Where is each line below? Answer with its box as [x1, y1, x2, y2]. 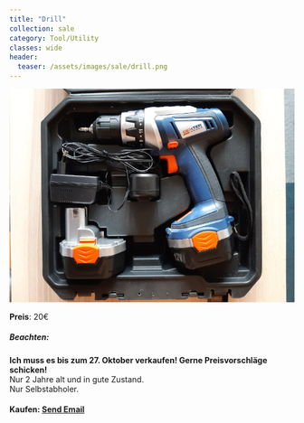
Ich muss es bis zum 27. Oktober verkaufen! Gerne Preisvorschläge [9, 354, 268, 365]
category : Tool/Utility [9, 33, 100, 42]
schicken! [9, 364, 48, 375]
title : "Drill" [9, 14, 67, 23]
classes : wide [9, 43, 63, 52]
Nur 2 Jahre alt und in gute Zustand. [9, 373, 145, 384]
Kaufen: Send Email [9, 404, 85, 415]
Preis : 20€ [9, 311, 50, 322]
